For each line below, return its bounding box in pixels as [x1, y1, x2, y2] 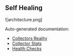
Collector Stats [12, 41, 42, 46]
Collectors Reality [12, 35, 47, 41]
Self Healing [5, 4, 43, 12]
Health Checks [12, 45, 42, 51]
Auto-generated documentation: [5, 26, 69, 32]
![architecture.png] [5, 16, 43, 22]
